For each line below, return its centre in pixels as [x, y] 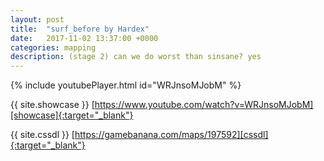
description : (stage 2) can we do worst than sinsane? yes [136, 57]
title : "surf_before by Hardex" [80, 29]
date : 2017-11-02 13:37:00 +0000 [84, 38]
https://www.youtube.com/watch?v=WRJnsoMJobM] [204, 105]
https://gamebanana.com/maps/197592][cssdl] [171, 135]
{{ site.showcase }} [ [52, 105]
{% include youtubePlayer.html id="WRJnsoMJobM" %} [126, 85]
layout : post [37, 19]
